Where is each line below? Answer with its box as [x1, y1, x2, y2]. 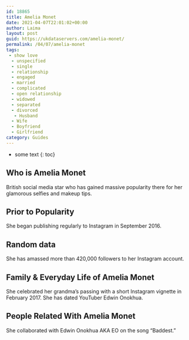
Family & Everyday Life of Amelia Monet [6, 272, 154, 282]
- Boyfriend [11, 124, 41, 130]
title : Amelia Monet [6, 14, 57, 20]
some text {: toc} [14, 151, 56, 158]
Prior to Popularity [6, 207, 75, 217]
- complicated [11, 85, 46, 91]
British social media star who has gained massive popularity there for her [6, 183, 183, 190]
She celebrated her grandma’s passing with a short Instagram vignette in [6, 288, 182, 295]
